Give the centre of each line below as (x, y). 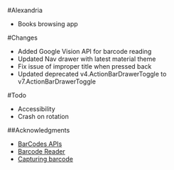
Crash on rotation (43, 117)
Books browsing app (48, 24)
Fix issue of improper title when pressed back (85, 66)
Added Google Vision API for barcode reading (85, 51)
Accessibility (36, 109)
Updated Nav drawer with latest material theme (87, 59)
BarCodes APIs (40, 144)
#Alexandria (25, 10)
